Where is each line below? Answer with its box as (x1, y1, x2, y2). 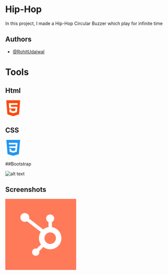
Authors (5, 35, 32, 44)
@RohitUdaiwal (12, 48, 45, 54)
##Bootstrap (5, 161, 31, 167)
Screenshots (5, 185, 47, 194)
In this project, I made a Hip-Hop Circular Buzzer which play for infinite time (5, 20, 163, 26)
